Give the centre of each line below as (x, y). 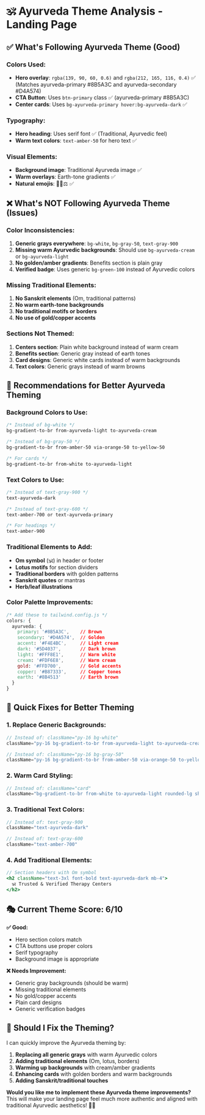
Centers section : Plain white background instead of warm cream (97, 347)
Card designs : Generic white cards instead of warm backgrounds (98, 360)
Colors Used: (26, 64)
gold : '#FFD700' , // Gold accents (69, 666)
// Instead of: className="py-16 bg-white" (63, 738)
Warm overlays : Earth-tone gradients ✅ (65, 177)
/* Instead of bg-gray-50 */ (43, 442)
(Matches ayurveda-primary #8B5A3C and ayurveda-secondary (96, 84)
